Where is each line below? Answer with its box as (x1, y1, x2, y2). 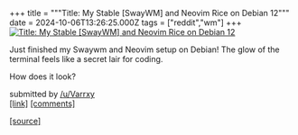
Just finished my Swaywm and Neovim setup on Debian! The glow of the (9, 44, 280, 55)
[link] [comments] (9, 98, 76, 109)
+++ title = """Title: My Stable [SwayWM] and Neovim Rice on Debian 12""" (9, 8, 290, 18)
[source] (9, 116, 42, 126)
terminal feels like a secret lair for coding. (9, 54, 163, 64)
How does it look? (9, 71, 77, 82)
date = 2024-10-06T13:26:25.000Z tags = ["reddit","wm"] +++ (9, 17, 242, 28)
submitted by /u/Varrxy (9, 89, 95, 99)
